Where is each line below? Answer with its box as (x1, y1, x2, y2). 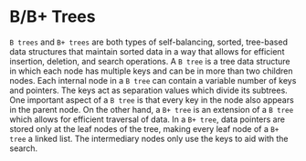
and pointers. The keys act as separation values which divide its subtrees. (9, 85, 288, 96)
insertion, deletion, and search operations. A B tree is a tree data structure (9, 55, 290, 66)
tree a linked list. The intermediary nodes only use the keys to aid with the (9, 133, 289, 144)
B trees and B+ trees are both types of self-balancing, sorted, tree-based (9, 36, 288, 47)
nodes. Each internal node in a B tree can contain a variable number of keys (9, 75, 297, 86)
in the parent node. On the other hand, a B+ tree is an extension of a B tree (9, 104, 294, 115)
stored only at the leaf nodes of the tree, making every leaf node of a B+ (9, 123, 280, 134)
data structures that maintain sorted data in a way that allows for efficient (9, 45, 285, 56)
